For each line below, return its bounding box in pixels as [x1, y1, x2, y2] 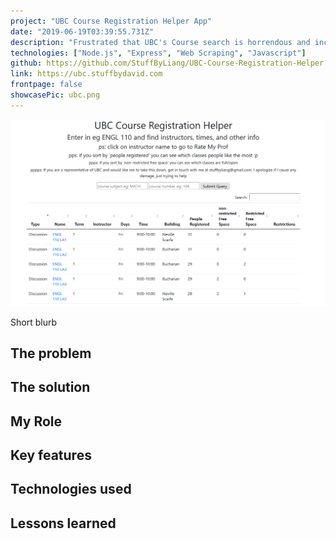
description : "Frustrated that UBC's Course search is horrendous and [10, 37, 311, 47]
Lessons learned [10, 515, 117, 532]
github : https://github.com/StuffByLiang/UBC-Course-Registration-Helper [10, 58, 325, 69]
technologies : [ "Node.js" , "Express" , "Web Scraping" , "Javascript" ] [10, 48, 307, 58]
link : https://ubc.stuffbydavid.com [10, 69, 163, 79]
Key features [10, 447, 92, 464]
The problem [10, 345, 92, 362]
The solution [10, 379, 91, 396]
